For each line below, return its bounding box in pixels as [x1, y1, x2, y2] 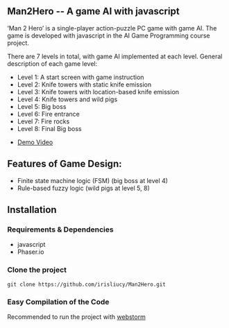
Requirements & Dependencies [7, 225, 114, 234]
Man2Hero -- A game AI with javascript [7, 6, 180, 17]
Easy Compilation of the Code [7, 297, 110, 307]
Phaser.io [17, 248, 44, 256]
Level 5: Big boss [17, 102, 67, 110]
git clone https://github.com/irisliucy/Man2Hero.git [7, 281, 167, 288]
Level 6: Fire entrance [17, 110, 80, 118]
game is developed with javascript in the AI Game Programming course [7, 31, 210, 40]
